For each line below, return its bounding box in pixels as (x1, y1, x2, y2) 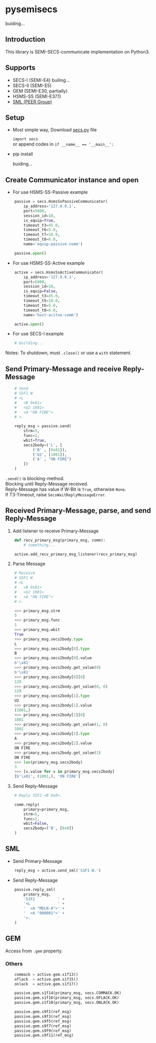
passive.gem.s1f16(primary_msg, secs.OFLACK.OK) (14, 995, 119, 1001)
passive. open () (14, 250, 47, 256)
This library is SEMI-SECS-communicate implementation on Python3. (5, 48, 150, 54)
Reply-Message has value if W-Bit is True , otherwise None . (5, 486, 127, 492)
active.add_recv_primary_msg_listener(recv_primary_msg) (14, 551, 138, 557)
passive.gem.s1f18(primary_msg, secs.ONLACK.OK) (14, 1000, 119, 1005)
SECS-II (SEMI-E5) (12, 82, 52, 89)
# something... (23, 542, 56, 548)
